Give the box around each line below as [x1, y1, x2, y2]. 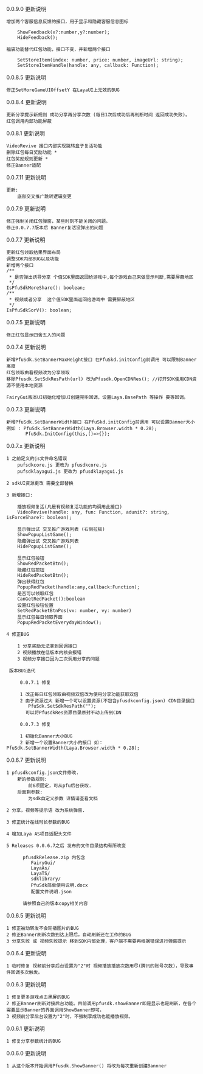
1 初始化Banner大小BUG [19, 733, 73, 739]
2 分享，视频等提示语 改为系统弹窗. [6, 807, 85, 814]
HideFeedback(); [17, 35, 59, 41]
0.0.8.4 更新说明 [6, 99, 47, 105]
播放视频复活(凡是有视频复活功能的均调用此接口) [17, 504, 123, 510]
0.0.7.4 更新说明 [6, 343, 46, 350]
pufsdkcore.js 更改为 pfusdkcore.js [17, 462, 108, 468]
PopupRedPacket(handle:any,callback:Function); [17, 584, 140, 590]
